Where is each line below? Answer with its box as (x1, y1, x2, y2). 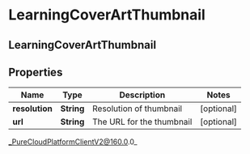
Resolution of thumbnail (92, 103, 183, 114)
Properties (8, 65, 63, 79)
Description (119, 89, 166, 101)
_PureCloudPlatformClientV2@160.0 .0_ (8, 137, 138, 147)
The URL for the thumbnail (92, 116, 193, 127)
